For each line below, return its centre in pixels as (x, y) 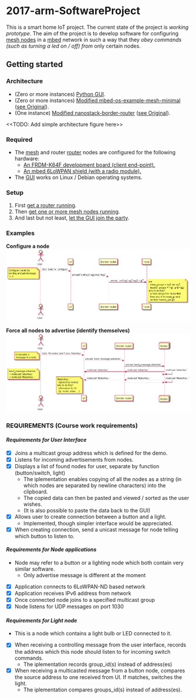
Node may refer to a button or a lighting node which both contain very (99, 563)
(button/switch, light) (40, 473)
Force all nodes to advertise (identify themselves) (68, 330)
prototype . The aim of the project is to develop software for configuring (92, 33)
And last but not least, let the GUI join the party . (72, 218)
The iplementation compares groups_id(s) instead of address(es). (102, 690)
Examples (21, 233)
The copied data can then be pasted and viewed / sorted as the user (106, 498)
